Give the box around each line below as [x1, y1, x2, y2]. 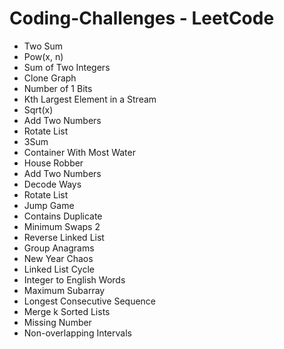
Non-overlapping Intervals [23, 327, 132, 339]
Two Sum [23, 40, 64, 52]
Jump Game [23, 199, 75, 211]
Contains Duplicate [23, 210, 103, 222]
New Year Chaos [23, 252, 94, 264]
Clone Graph [23, 72, 77, 84]
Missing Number [23, 316, 92, 328]
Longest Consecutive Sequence [23, 295, 157, 307]
